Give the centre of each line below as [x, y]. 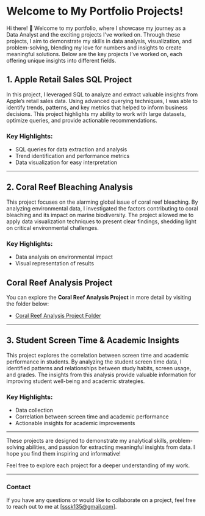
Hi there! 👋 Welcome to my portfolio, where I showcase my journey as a [96, 28]
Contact [19, 487]
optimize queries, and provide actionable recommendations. [82, 120]
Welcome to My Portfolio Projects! [95, 11]
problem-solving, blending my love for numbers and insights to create [94, 48]
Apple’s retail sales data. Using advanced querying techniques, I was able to [102, 101]
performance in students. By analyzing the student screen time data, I [94, 362]
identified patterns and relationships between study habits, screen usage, [99, 368]
